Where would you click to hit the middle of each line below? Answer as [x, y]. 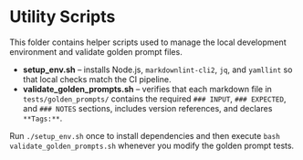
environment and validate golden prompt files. [96, 51]
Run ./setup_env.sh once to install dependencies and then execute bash [145, 135]
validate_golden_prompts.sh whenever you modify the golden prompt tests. [152, 145]
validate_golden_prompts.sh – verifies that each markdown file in [147, 89]
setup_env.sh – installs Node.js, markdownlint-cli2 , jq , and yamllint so [157, 69]
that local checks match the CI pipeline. [97, 79]
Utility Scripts [63, 17]
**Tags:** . [42, 118]
